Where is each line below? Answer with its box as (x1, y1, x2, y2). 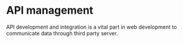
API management (6, 4, 94, 17)
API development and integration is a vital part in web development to (6, 23, 177, 30)
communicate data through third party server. (6, 29, 118, 36)
